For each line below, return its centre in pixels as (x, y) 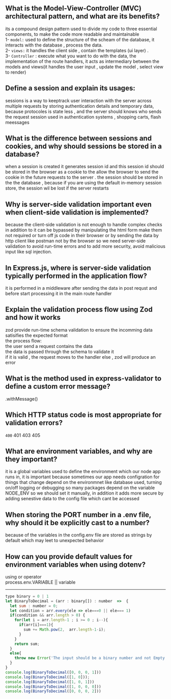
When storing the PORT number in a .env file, (78, 515)
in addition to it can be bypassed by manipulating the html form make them (84, 230)
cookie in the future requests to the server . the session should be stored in (84, 177)
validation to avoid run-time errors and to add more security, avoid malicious (85, 246)
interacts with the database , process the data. (54, 45)
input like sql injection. (29, 252)
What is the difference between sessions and (78, 138)
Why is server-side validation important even (78, 204)
